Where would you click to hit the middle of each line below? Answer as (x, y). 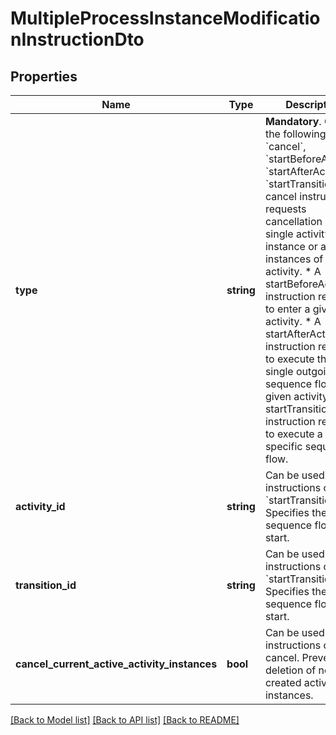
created (283, 682)
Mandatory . (293, 121)
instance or (291, 246)
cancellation (293, 221)
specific (283, 446)
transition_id (46, 585)
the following (295, 134)
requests (285, 209)
